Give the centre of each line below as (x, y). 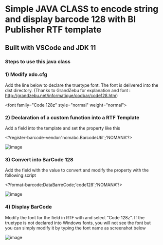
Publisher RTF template (53, 30)
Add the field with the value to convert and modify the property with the (77, 170)
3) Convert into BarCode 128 (39, 160)
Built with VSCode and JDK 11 (51, 47)
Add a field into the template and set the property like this (63, 128)
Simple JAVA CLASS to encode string (82, 9)
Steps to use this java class (38, 61)
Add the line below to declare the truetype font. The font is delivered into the (82, 85)
